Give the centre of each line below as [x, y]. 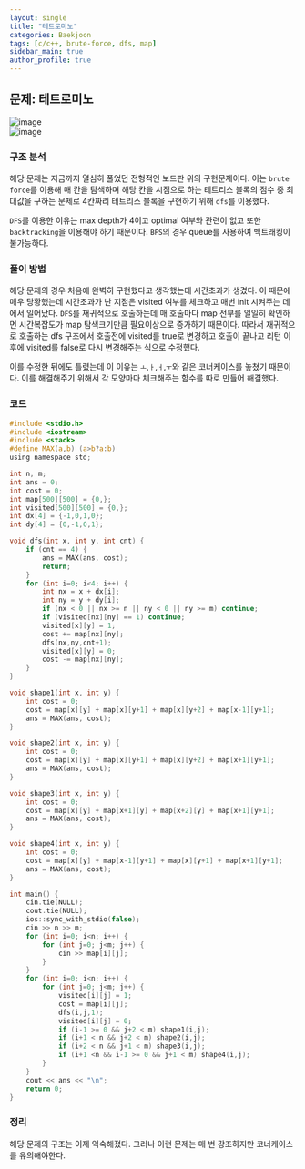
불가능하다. [29, 243]
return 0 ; [45, 1089]
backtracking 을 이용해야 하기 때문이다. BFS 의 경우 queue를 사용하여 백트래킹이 [150, 232]
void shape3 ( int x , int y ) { [65, 793]
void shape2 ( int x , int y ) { [65, 743]
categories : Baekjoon [51, 35]
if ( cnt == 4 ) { [57, 550]
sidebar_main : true [46, 52]
